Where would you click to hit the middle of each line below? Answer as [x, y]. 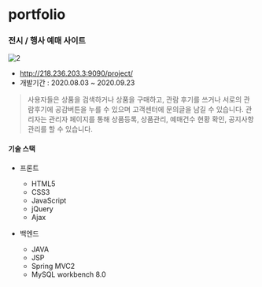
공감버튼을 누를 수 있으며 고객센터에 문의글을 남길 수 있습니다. [149, 110]
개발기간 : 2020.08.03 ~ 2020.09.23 [77, 83]
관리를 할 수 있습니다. [60, 129]
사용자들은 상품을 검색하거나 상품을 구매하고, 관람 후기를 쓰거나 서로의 [135, 99]
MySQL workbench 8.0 [68, 274]
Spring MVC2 [53, 266]
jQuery [42, 209]
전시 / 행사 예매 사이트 [47, 41]
